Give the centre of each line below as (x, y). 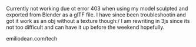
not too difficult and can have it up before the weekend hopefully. (85, 27)
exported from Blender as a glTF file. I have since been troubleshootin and (96, 15)
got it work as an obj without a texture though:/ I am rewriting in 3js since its (98, 21)
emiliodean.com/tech (32, 38)
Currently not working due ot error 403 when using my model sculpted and (97, 9)
